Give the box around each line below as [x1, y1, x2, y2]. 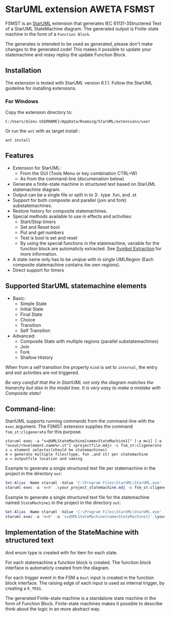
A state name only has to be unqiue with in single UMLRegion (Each [12, 256, 154, 262]
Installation [5, 66, 41, 75]
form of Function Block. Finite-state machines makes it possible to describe [5, 600, 163, 606]
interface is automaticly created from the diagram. [5, 564, 110, 570]
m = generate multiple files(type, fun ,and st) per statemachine [5, 452, 148, 457]
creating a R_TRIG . [5, 585, 42, 591]
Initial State [20, 306, 44, 312]
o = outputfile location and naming [5, 457, 82, 462]
